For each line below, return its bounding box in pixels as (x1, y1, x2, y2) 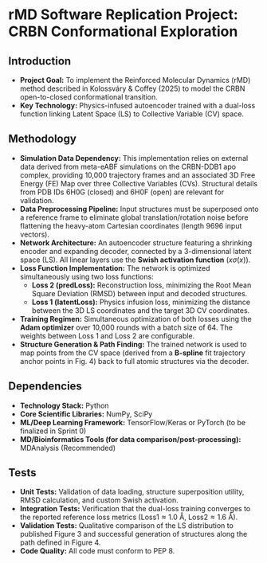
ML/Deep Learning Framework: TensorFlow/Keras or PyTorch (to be (19, 417, 245, 427)
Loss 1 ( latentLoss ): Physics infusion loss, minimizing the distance (31, 297, 251, 307)
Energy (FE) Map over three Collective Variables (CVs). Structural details (19, 178, 257, 188)
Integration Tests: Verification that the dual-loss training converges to (19, 504, 251, 514)
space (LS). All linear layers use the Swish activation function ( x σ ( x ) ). (19, 255, 251, 264)
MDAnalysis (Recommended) (19, 443, 116, 452)
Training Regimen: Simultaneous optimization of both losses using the (19, 314, 253, 323)
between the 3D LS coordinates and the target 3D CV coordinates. (31, 305, 250, 315)
